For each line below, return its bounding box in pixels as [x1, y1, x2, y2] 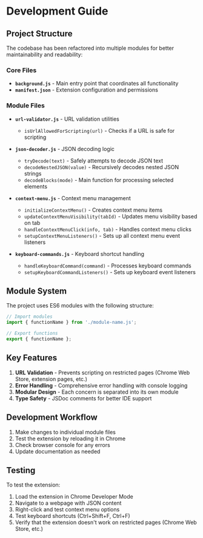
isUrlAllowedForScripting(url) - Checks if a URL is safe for [24, 127, 175, 134]
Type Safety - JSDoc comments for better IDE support [15, 394, 152, 402]
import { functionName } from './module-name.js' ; [6, 320, 137, 326]
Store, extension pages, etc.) [15, 375, 88, 383]
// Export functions [6, 331, 59, 337]
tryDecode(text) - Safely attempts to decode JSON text [24, 156, 164, 164]
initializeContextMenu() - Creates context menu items [24, 206, 162, 214]
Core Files [6, 66, 37, 74]
